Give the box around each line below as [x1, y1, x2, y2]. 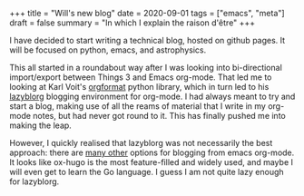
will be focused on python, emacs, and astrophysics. [9, 44, 207, 55]
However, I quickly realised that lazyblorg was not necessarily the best [9, 138, 273, 148]
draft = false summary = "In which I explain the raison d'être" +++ [9, 17, 256, 28]
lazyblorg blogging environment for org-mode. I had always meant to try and [9, 91, 296, 102]
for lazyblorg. [9, 176, 60, 187]
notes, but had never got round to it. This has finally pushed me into [33, 111, 286, 121]
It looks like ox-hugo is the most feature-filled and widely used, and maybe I [9, 157, 293, 167]
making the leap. [9, 120, 73, 131]
